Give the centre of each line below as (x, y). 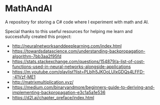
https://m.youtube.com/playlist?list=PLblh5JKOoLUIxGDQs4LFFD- (78, 71)
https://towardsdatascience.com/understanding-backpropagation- (79, 51)
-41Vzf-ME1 (24, 77)
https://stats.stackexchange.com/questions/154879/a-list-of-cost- (78, 61)
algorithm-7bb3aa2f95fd (37, 56)
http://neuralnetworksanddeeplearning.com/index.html (67, 46)
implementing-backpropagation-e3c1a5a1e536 (59, 92)
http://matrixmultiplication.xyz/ (43, 82)
